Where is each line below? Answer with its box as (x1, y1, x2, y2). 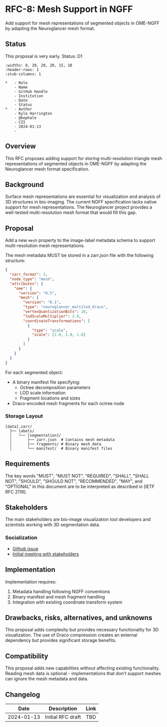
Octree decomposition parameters (19, 384, 91, 390)
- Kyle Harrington (14, 111, 52, 116)
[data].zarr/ (5, 424, 32, 429)
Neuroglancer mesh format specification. (5, 166, 90, 172)
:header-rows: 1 (5, 67, 39, 72)
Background (5, 180, 44, 188)
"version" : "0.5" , (18, 290, 57, 295)
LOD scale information (19, 389, 66, 395)
